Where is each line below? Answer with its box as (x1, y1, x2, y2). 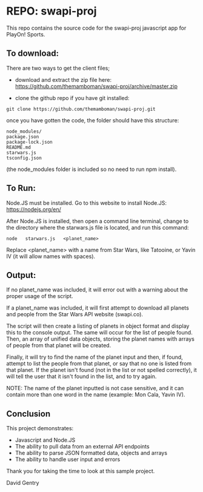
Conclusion (6, 408, 51, 419)
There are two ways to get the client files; (6, 64, 110, 71)
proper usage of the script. (6, 293, 74, 300)
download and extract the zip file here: (15, 76, 112, 83)
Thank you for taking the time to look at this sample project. (6, 468, 155, 475)
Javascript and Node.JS (15, 436, 76, 444)
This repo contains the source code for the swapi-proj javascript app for (6, 24, 187, 32)
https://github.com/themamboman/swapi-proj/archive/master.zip (15, 82, 178, 90)
